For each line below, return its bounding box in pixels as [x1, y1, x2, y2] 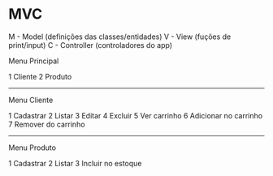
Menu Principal [8, 56, 59, 66]
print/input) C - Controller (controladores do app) [8, 40, 173, 49]
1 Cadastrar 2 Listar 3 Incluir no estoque [8, 158, 142, 168]
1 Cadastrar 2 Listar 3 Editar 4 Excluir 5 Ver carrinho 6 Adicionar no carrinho [8, 110, 262, 120]
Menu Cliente [8, 95, 54, 105]
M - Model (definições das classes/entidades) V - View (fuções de [8, 32, 232, 41]
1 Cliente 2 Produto [8, 71, 72, 81]
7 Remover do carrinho [8, 119, 85, 129]
